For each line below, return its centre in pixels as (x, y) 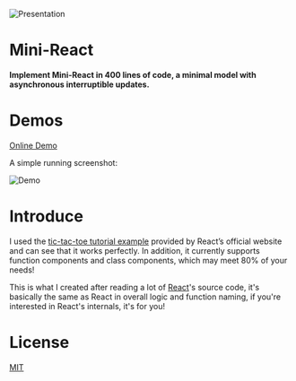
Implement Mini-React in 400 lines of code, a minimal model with (133, 74)
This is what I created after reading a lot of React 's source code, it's (135, 287)
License (39, 342)
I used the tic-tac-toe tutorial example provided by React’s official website (146, 241)
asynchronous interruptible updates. (79, 84)
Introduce (46, 216)
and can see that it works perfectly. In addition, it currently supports (135, 250)
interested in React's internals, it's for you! (87, 306)
